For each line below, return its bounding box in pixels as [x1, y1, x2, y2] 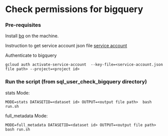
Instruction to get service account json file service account [5, 43, 127, 49]
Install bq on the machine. [5, 33, 59, 39]
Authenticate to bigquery [5, 52, 57, 58]
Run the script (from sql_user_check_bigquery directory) [5, 78, 147, 85]
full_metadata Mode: [5, 112, 48, 119]
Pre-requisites [5, 22, 41, 29]
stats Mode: [5, 90, 30, 96]
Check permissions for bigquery [5, 4, 143, 15]
